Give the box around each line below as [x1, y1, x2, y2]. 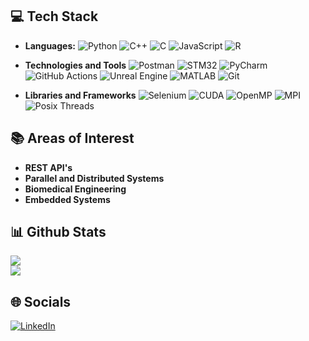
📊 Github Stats [10, 224, 107, 241]
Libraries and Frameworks [24, 89, 137, 101]
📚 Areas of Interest [10, 130, 135, 147]
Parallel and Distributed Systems [24, 172, 165, 184]
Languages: [24, 39, 76, 52]
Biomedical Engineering [24, 183, 127, 195]
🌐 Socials [10, 293, 72, 310]
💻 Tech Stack [10, 8, 99, 25]
